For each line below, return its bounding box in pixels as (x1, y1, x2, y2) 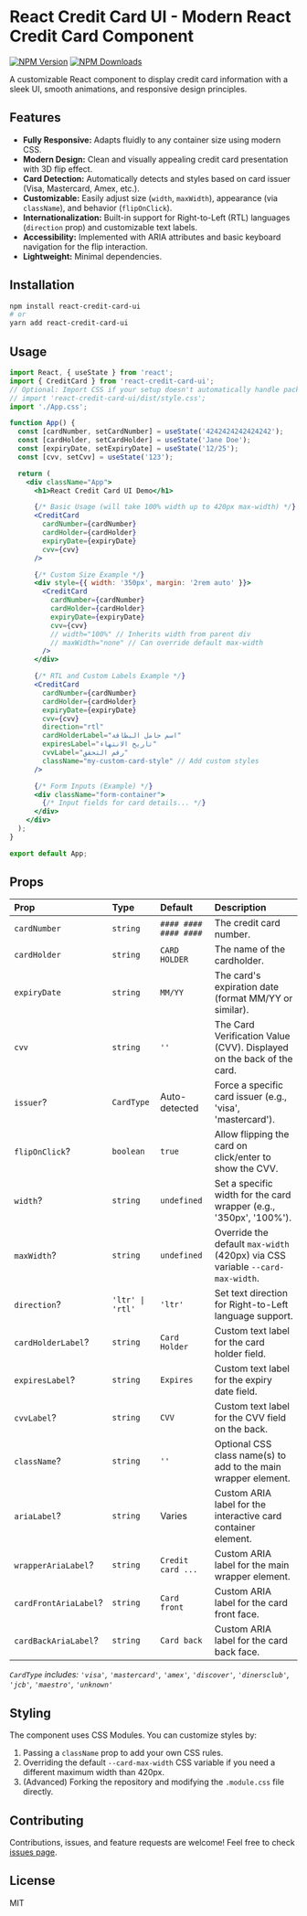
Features (9, 110, 61, 125)
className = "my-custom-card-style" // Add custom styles (42, 756, 259, 765)
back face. (214, 1645, 260, 1658)
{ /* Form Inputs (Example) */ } (33, 782, 153, 791)
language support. (214, 1310, 293, 1323)
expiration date (214, 981, 280, 994)
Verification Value (214, 1030, 291, 1043)
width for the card (214, 1188, 291, 1201)
